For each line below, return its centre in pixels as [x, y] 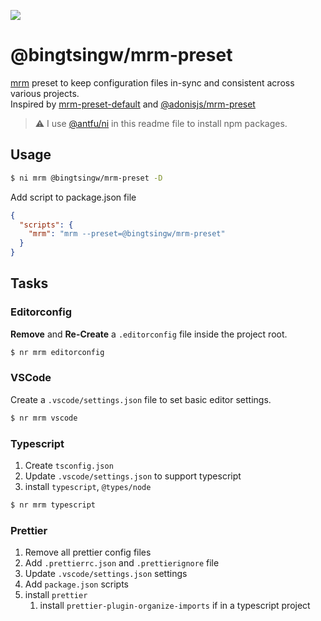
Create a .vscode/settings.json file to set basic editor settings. [141, 399]
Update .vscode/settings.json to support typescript [133, 476]
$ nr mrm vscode [44, 418]
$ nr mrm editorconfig [57, 352]
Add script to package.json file [73, 197]
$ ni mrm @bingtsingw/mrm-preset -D [86, 178]
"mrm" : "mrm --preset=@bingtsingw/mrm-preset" [127, 234]
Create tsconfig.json [69, 466]
